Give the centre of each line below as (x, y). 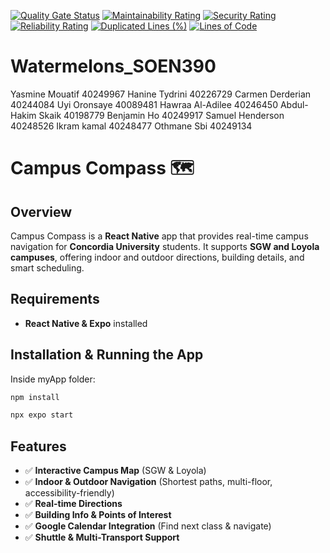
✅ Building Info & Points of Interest (98, 515)
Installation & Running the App (107, 355)
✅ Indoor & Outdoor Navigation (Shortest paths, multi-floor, (148, 482)
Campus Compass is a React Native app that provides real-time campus (159, 236)
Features (38, 446)
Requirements (55, 299)
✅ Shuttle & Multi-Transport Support (102, 537)
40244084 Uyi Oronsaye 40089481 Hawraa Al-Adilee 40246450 (144, 104)
